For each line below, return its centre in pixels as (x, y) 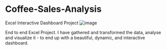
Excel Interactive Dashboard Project (42, 23)
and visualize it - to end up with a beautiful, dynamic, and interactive (75, 38)
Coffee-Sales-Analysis (53, 9)
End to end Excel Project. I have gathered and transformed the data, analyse (83, 32)
